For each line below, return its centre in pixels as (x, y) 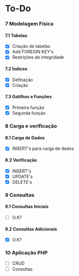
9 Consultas (20, 195)
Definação (22, 80)
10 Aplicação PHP (26, 253)
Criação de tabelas (31, 46)
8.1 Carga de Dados (25, 138)
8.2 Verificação (21, 160)
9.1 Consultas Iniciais (27, 207)
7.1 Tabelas (16, 35)
